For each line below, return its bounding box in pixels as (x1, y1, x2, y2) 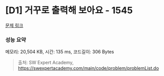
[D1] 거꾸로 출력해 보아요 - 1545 (5, 5, 133, 16)
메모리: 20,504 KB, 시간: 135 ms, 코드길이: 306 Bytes (5, 49, 114, 55)
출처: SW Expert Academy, (17, 59, 74, 66)
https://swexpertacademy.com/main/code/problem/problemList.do (17, 65, 159, 71)
